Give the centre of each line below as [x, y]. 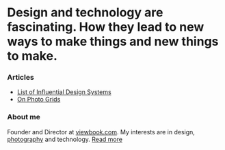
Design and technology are [85, 13]
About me [24, 117]
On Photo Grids [39, 100]
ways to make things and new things [113, 42]
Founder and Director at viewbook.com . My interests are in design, [101, 132]
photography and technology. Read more [65, 139]
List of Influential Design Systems [64, 92]
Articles [21, 78]
